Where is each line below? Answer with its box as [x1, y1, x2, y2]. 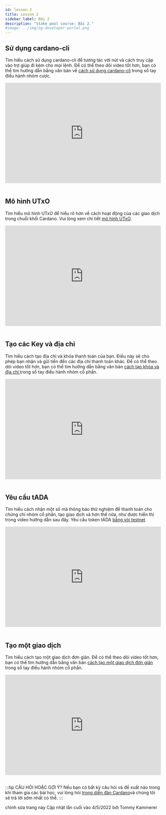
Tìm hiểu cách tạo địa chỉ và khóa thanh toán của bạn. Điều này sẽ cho [5, 353, 150, 359]
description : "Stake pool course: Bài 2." [5, 21, 94, 26]
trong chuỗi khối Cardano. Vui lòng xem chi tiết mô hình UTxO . [5, 216, 132, 222]
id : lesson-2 [5, 7, 32, 12]
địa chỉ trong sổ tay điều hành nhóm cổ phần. [5, 369, 98, 375]
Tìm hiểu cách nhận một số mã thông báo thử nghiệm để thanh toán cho [5, 506, 152, 512]
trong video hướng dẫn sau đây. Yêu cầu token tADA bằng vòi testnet [5, 517, 146, 523]
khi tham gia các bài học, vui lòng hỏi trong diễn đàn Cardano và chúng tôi [5, 790, 156, 796]
